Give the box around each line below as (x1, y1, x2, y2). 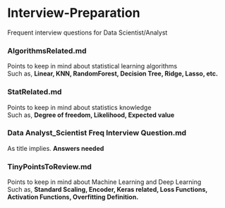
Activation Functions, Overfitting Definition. (7, 192, 139, 202)
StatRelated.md (7, 87, 62, 97)
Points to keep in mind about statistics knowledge (7, 103, 152, 111)
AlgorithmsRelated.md (7, 46, 87, 56)
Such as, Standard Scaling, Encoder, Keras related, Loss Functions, (7, 185, 208, 194)
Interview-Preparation (7, 5, 140, 21)
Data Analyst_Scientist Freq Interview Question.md (7, 128, 187, 138)
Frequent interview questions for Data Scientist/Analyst (7, 28, 168, 37)
